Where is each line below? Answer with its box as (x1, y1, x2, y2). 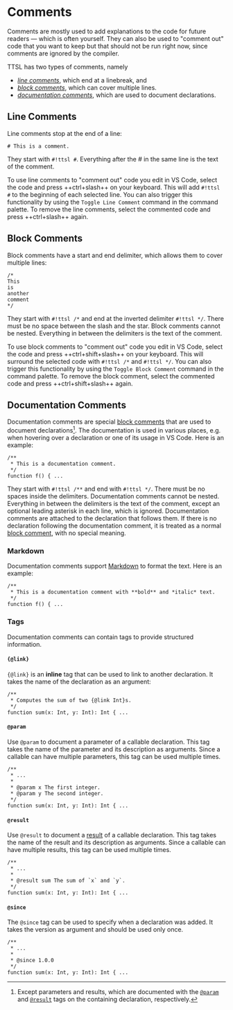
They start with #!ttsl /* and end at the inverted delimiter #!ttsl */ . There (7, 314, 224, 322)
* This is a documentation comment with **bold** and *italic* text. (10, 589, 216, 596)
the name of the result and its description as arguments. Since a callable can (7, 838, 226, 846)
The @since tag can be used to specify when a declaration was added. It (7, 918, 214, 926)
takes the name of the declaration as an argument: (7, 677, 151, 686)
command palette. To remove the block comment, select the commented (7, 372, 215, 380)
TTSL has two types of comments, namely (7, 62, 128, 71)
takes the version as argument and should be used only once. (7, 925, 184, 934)
